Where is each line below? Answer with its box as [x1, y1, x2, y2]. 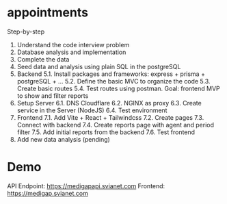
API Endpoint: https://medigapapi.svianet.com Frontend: [7, 181, 165, 190]
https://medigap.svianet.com [7, 189, 89, 197]
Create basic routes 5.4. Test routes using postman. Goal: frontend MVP [16, 84, 220, 92]
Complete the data [16, 55, 70, 63]
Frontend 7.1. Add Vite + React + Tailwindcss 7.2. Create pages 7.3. [16, 113, 204, 121]
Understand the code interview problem [16, 40, 130, 49]
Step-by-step [7, 27, 45, 36]
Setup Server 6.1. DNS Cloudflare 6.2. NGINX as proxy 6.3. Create [16, 99, 202, 107]
